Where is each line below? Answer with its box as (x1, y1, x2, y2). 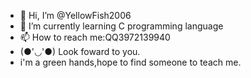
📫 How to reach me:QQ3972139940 (19, 31, 171, 43)
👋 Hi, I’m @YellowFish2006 (19, 10, 132, 21)
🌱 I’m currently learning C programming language (19, 20, 224, 32)
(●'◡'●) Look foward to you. (19, 46, 141, 57)
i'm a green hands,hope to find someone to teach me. (19, 56, 242, 68)
